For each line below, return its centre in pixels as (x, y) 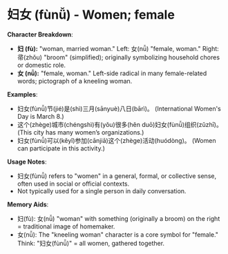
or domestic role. (41, 65)
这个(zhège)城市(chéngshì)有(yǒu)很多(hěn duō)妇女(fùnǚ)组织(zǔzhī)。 (120, 124)
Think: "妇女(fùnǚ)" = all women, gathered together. (91, 243)
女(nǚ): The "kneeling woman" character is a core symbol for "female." (118, 234)
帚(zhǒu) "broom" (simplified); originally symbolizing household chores (118, 57)
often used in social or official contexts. (73, 184)
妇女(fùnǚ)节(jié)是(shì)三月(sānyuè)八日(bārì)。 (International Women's (119, 108)
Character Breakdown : (40, 34)
